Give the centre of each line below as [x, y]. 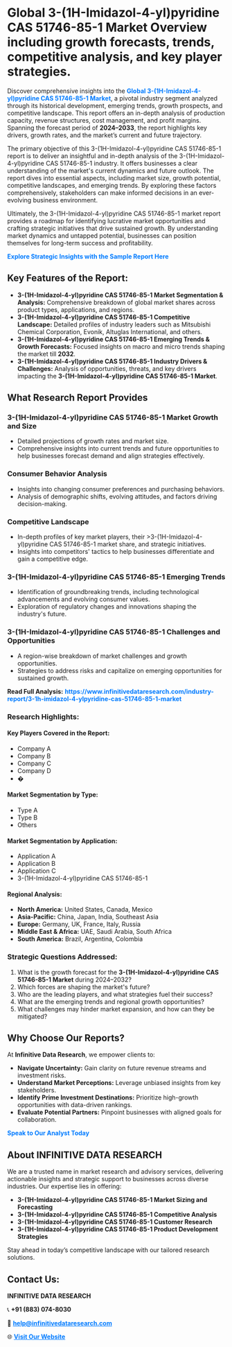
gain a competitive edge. [53, 559]
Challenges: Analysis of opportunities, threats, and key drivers [107, 368]
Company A [34, 748]
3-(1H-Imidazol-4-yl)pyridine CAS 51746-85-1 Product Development [117, 1229]
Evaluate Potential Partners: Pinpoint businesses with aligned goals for [119, 1112]
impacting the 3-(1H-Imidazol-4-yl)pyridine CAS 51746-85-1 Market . [117, 376]
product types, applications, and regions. [76, 309]
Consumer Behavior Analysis [57, 474]
